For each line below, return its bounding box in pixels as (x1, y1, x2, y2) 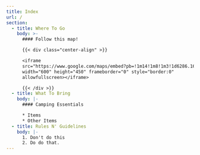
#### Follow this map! (21, 36, 79, 42)
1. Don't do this (21, 134, 65, 140)
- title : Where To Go (11, 25, 65, 31)
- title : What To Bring (11, 90, 70, 97)
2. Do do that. (21, 140, 60, 146)
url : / (6, 14, 23, 20)
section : (6, 20, 28, 26)
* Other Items (21, 118, 58, 124)
